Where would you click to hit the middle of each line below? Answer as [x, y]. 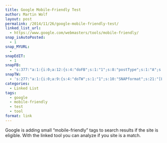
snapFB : [13, 65]
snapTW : [13, 74]
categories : [17, 83]
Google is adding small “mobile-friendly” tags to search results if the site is [82, 130]
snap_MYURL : [17, 47]
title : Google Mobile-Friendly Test [43, 10]
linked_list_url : [23, 28]
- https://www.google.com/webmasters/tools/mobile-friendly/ [74, 33]
